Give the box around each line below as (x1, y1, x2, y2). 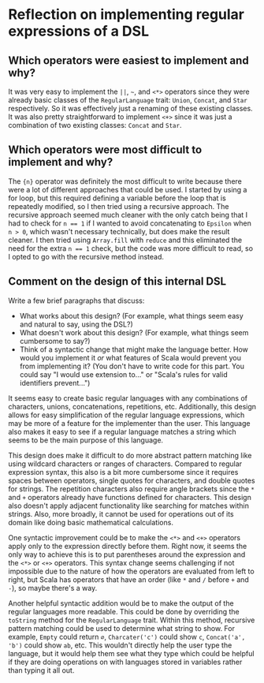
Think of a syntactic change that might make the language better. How (19, 345, 248, 354)
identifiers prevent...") (19, 378, 91, 387)
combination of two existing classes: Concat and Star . (8, 121, 182, 129)
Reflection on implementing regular (8, 6, 245, 24)
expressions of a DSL (8, 22, 150, 40)
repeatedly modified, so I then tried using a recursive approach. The (8, 201, 230, 211)
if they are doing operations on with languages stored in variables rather (8, 657, 243, 666)
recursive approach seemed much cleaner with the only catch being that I (8, 210, 248, 219)
